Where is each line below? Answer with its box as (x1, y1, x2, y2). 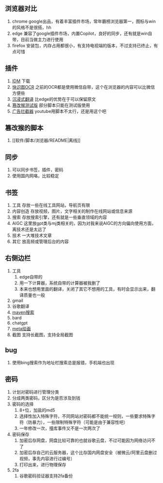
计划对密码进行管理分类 (12, 389, 59, 395)
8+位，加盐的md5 (19, 407, 55, 413)
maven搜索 (12, 309, 34, 315)
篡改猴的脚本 (5, 124, 44, 132)
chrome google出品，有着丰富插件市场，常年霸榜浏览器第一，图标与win (12, 18, 156, 24)
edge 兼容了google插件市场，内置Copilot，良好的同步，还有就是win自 (12, 31, 152, 36)
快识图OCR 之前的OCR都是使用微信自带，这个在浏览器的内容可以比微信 (12, 84, 155, 90)
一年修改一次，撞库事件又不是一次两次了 (19, 425, 100, 431)
